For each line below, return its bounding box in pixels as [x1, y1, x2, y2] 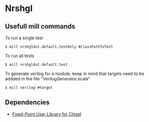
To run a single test [5, 35, 43, 41]
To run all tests [5, 53, 35, 59]
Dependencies [5, 98, 50, 107]
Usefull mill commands [5, 22, 76, 30]
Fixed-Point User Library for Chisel [12, 111, 81, 117]
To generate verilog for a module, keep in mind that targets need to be [5, 71, 145, 76]
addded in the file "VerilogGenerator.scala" [5, 76, 91, 81]
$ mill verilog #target [5, 85, 53, 90]
